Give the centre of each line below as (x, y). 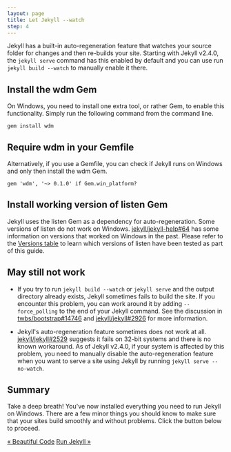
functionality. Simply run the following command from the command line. (110, 114)
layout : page (26, 13)
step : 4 (18, 26)
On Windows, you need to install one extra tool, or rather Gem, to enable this (116, 106)
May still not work (46, 273)
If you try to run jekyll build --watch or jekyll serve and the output (116, 289)
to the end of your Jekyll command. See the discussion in (141, 311)
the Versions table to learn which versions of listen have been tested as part (115, 243)
